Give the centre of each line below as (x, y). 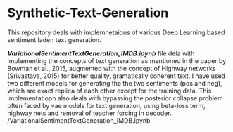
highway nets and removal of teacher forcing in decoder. (89, 113)
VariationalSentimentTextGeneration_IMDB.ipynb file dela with (101, 53)
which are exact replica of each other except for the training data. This (109, 91)
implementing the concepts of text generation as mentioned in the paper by (117, 60)
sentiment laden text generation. (54, 39)
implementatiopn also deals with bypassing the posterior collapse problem (115, 98)
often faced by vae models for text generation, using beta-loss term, (106, 105)
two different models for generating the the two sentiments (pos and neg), (115, 83)
